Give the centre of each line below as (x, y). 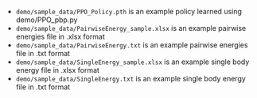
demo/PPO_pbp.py (47, 20)
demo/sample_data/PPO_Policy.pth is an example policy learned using (129, 11)
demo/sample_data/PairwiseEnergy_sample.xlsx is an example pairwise (131, 28)
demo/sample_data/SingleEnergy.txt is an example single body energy (131, 79)
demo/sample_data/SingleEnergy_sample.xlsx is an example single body (132, 62)
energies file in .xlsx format (60, 36)
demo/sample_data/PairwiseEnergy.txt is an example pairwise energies (132, 45)
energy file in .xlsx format (57, 70)
